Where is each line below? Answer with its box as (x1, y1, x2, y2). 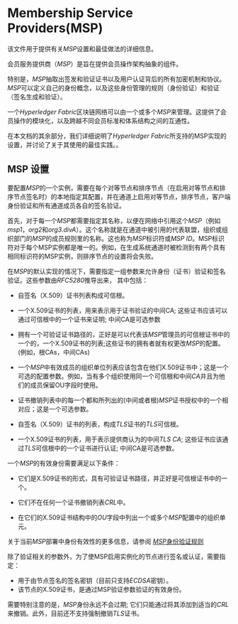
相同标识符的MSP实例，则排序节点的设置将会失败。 (7, 252, 158, 260)
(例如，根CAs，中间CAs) (17, 348, 91, 356)
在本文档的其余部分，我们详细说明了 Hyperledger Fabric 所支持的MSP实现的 (7, 131, 227, 140)
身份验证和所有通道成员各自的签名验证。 (7, 201, 125, 210)
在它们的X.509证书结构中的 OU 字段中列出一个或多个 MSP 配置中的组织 (17, 513, 220, 522)
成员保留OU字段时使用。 (30, 380, 102, 389)
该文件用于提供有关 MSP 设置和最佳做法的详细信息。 (7, 44, 158, 53)
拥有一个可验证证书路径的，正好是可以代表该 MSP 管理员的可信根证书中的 (17, 330, 230, 338)
